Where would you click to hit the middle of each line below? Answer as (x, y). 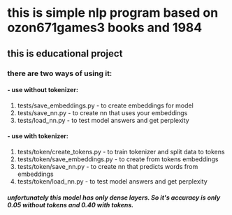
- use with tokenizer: (38, 136)
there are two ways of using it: (60, 73)
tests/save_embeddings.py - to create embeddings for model (105, 105)
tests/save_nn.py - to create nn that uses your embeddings (102, 112)
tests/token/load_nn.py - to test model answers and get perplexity (112, 181)
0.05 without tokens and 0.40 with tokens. (71, 205)
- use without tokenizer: (43, 90)
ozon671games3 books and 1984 (105, 28)
